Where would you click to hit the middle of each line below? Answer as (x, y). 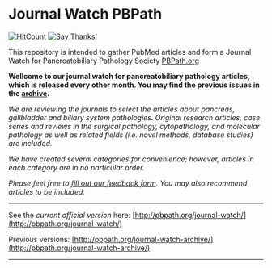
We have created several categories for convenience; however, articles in (131, 159)
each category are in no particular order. (76, 167)
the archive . (29, 93)
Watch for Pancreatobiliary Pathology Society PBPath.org (104, 61)
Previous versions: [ (42, 239)
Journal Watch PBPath (85, 14)
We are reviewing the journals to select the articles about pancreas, (122, 109)
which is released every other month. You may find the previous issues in (134, 85)
